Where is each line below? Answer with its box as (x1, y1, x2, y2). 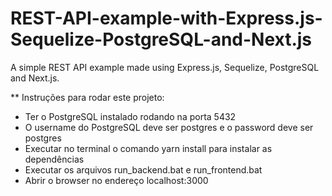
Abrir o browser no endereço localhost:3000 (24, 174, 209, 186)
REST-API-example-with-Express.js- (10, 7, 323, 30)
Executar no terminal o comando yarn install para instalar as (24, 142, 273, 154)
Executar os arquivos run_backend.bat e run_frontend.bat (24, 163, 263, 176)
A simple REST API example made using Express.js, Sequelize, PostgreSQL (10, 61, 320, 73)
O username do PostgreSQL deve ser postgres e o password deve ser (24, 121, 314, 133)
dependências (24, 153, 85, 165)
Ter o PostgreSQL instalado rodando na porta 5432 (24, 110, 237, 122)
